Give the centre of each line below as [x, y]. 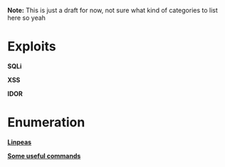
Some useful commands [44, 156]
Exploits [32, 47]
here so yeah [27, 18]
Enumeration [46, 123]
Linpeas [20, 142]
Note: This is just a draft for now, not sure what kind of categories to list [113, 10]
